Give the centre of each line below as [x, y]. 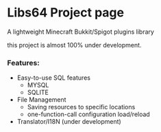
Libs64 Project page [66, 13]
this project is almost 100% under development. [74, 45]
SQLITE [38, 92]
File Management [41, 100]
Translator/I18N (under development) [69, 122]
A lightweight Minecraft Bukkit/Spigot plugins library [80, 32]
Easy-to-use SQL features [54, 78]
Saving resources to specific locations [81, 107]
